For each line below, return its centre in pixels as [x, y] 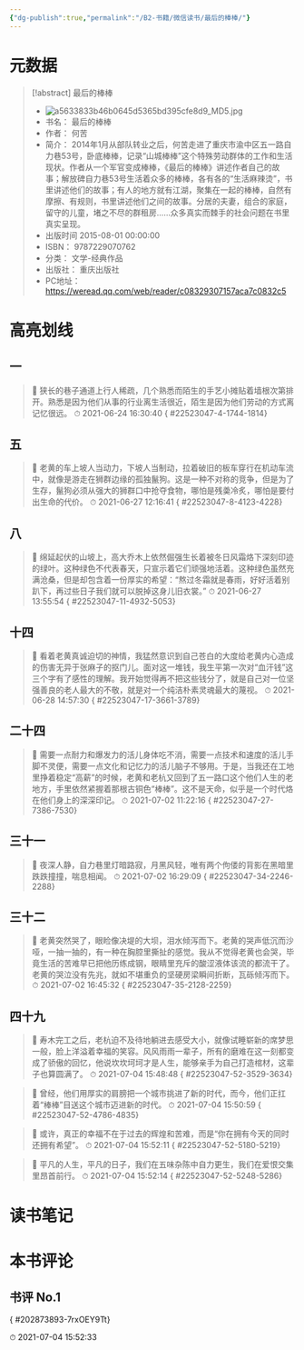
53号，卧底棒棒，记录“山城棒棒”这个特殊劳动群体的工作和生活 [177, 155]
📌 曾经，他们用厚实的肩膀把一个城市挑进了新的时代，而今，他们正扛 [158, 1094]
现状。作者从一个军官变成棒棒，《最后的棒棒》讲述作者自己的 [158, 167]
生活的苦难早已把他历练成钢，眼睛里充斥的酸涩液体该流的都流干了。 [167, 964]
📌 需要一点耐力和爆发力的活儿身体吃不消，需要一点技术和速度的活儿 [158, 755]
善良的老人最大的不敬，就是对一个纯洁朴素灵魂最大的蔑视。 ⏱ [155, 690]
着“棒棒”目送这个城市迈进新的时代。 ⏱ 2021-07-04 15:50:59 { [146, 1105]
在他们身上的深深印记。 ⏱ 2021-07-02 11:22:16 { [121, 800]
